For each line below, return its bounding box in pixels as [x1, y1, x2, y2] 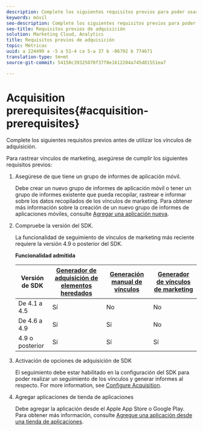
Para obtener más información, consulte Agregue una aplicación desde [14, 412, 193, 419]
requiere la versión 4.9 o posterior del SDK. [14, 240, 123, 248]
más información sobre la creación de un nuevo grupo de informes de [14, 204, 189, 211]
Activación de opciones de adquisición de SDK [14, 357, 132, 364]
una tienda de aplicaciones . [14, 418, 84, 426]
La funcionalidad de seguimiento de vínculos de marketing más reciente [14, 234, 195, 241]
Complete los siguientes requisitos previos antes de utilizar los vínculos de [6, 137, 192, 144]
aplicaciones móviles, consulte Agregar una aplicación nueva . [14, 210, 169, 218]
